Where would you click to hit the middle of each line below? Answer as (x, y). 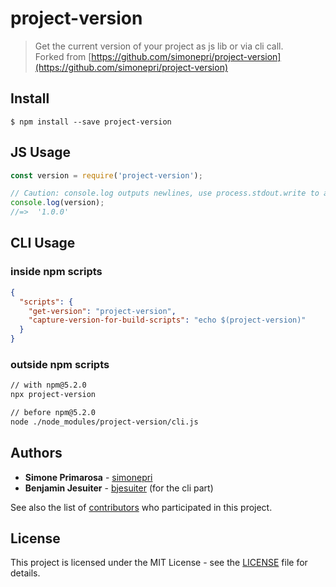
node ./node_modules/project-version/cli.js (104, 422)
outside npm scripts (60, 364)
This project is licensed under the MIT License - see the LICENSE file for (159, 563)
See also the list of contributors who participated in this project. (141, 507)
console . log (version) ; (57, 203)
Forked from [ (63, 56)
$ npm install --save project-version (91, 122)
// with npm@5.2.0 (48, 385)
